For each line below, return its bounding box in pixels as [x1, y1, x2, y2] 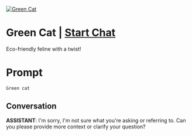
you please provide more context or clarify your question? [6, 123, 146, 130]
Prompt [6, 66, 43, 79]
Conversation [6, 101, 57, 111]
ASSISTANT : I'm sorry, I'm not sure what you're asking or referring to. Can [6, 117, 186, 124]
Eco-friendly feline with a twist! [6, 45, 81, 52]
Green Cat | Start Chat [6, 26, 116, 39]
